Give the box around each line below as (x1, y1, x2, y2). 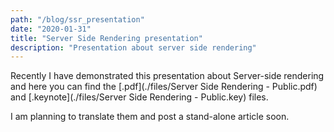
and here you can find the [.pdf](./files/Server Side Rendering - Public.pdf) (10, 81, 318, 93)
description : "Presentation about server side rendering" (10, 42, 257, 53)
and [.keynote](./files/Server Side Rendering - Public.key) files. (10, 91, 269, 103)
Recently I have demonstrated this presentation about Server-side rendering (10, 70, 325, 82)
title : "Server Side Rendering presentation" (10, 33, 203, 43)
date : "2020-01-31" (10, 24, 92, 34)
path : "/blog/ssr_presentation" (10, 14, 145, 25)
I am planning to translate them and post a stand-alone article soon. (10, 111, 290, 123)
